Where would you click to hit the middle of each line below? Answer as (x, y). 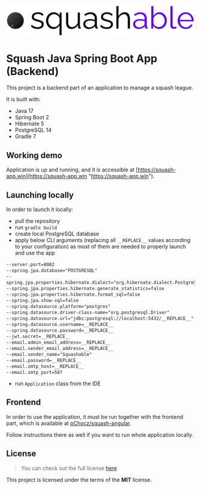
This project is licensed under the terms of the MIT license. (79, 479)
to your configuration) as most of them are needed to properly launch (100, 246)
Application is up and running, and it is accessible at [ (72, 170)
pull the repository (37, 221)
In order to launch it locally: (40, 209)
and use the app (35, 253)
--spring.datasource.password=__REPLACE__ (60, 330)
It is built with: (23, 99)
